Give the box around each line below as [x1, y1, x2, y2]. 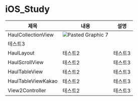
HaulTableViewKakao [8, 77, 58, 84]
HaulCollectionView [8, 31, 54, 38]
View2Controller [8, 86, 46, 93]
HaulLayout [8, 49, 35, 56]
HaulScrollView [8, 58, 44, 65]
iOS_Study [5, 3, 50, 15]
